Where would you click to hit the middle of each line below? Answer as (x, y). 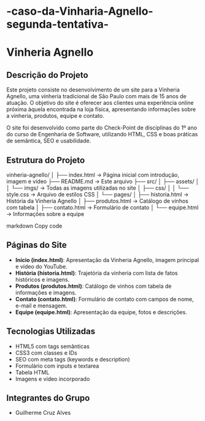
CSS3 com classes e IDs (46, 353)
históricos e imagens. (42, 279)
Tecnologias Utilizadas (51, 332)
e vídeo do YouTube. (41, 266)
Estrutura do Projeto (46, 160)
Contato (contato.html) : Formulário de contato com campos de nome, (104, 299)
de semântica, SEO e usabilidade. (49, 141)
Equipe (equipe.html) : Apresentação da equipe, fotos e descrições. (101, 312)
